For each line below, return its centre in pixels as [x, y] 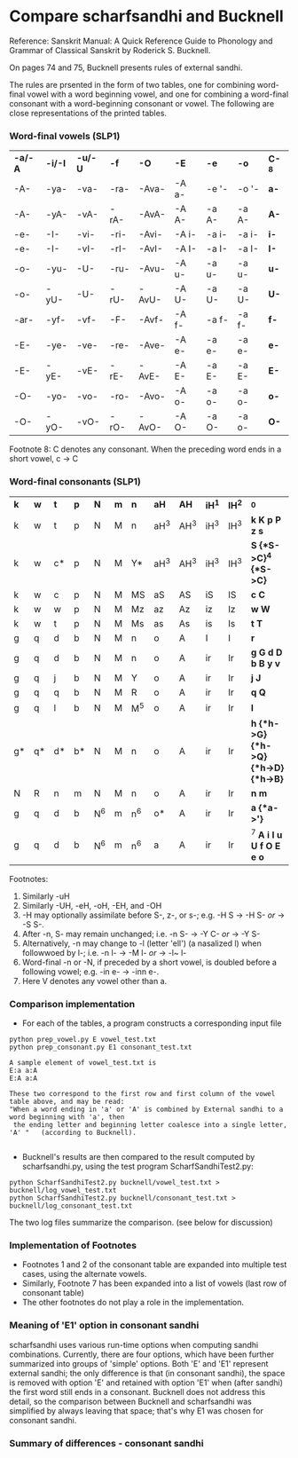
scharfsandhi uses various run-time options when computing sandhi [134, 1344]
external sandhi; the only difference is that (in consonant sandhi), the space [147, 1373]
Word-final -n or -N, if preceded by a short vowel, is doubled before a [149, 962]
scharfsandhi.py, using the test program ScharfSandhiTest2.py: [138, 1166]
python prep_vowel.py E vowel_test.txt [83, 1040]
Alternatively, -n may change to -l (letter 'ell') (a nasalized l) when [141, 943]
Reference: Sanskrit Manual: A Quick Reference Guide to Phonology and [141, 41]
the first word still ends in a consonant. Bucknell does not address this [137, 1391]
